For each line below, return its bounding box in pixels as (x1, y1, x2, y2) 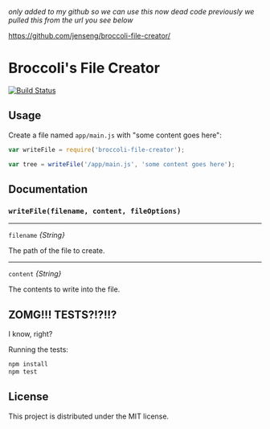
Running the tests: (8, 345, 68, 354)
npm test (8, 367, 38, 376)
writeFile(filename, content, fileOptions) (8, 206, 182, 215)
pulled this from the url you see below (8, 15, 133, 25)
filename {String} (8, 231, 66, 240)
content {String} (8, 269, 62, 279)
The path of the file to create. (8, 246, 105, 255)
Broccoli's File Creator (8, 59, 161, 77)
